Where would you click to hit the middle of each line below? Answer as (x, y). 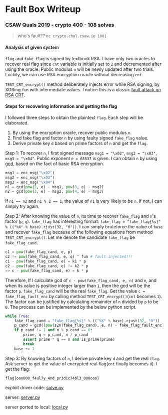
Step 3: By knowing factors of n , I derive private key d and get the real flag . (83, 358)
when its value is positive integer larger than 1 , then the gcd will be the (78, 286)
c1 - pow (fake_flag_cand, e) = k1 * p (45, 261)
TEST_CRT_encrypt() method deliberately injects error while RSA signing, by (82, 84)
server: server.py (23, 397)
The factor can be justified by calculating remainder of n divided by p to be (82, 302)
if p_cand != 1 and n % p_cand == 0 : (53, 330)
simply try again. (22, 206)
